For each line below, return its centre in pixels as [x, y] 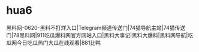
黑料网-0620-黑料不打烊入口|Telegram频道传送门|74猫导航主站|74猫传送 [96, 27]
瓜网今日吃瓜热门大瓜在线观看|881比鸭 [53, 42]
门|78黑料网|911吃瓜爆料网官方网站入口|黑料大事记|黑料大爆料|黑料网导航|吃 [100, 35]
